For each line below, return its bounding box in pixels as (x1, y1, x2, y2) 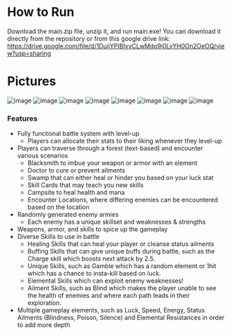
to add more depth (17, 321, 70, 329)
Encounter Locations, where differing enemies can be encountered (27, 195, 218, 204)
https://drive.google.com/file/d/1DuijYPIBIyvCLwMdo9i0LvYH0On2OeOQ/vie (7, 42, 225, 50)
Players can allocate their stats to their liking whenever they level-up (27, 136, 222, 145)
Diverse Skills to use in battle (17, 233, 100, 241)
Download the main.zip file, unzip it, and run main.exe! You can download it (7, 27, 221, 35)
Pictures (7, 73, 57, 89)
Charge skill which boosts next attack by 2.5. (27, 254, 155, 263)
